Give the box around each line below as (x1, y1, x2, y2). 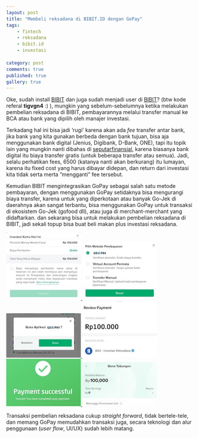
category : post (6, 60, 44, 66)
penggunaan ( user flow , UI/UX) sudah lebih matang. (6, 425, 134, 432)
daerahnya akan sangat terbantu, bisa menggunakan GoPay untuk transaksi (6, 202, 193, 209)
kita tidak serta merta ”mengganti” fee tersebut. (6, 171, 123, 178)
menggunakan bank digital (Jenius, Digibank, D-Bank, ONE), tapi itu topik (6, 139, 187, 146)
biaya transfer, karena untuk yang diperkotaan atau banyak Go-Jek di (6, 195, 177, 202)
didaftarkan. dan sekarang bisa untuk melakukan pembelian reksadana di (6, 214, 186, 221)
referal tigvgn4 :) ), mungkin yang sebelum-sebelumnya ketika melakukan (6, 102, 188, 110)
